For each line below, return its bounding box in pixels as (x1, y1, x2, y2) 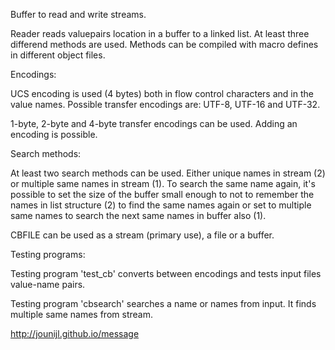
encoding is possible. (10, 129, 98, 140)
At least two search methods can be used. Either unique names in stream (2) (10, 167, 326, 179)
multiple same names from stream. (10, 309, 153, 320)
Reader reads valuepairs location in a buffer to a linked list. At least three (10, 28, 310, 39)
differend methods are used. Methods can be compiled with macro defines (10, 39, 319, 50)
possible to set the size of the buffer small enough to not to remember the (10, 189, 315, 200)
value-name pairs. (10, 279, 86, 290)
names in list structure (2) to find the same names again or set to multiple (10, 199, 312, 211)
